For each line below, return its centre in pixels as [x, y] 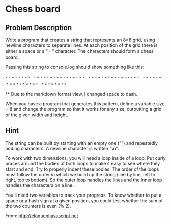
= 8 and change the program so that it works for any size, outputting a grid [83, 109]
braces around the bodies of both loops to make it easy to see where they [83, 163]
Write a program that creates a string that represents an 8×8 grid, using [80, 40]
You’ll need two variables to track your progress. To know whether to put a [83, 195]
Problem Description [39, 28]
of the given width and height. [37, 115]
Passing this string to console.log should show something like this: [75, 67]
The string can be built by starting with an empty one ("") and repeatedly [81, 143]
